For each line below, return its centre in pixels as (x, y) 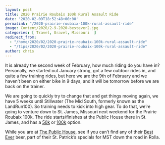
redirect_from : (21, 38)
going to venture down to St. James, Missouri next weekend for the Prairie (81, 111)
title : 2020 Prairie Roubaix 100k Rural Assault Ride (62, 14)
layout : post (19, 10)
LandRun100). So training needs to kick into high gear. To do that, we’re (78, 106)
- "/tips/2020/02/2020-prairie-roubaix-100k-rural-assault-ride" (79, 47)
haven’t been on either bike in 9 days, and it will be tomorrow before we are (82, 81)
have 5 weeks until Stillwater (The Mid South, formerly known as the (75, 101)
